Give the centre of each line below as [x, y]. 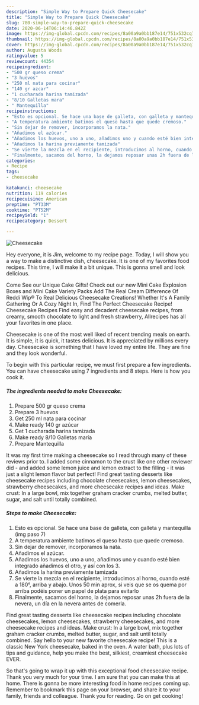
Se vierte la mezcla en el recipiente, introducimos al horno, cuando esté [102, 578]
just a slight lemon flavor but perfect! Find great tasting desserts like [89, 474]
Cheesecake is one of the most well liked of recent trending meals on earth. [99, 334]
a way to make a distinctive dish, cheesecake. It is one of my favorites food [98, 261]
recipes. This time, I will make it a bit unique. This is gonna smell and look [96, 267]
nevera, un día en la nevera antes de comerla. [70, 604]
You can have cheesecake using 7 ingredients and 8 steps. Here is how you [98, 371]
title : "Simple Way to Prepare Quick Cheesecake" [69, 17]
